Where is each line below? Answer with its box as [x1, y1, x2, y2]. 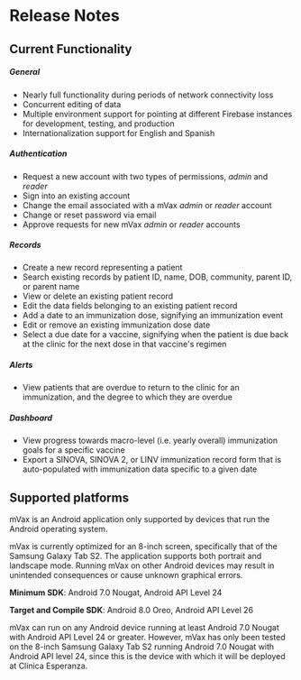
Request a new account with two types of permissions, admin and [22, 170, 269, 181]
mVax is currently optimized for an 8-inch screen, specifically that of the [9, 541, 278, 552]
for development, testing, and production [22, 118, 175, 129]
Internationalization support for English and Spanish [22, 127, 215, 138]
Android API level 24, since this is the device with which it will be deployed [9, 651, 286, 662]
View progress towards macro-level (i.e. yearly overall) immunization [22, 435, 278, 446]
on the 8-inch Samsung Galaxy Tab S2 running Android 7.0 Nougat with [9, 641, 275, 652]
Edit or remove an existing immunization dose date [22, 319, 211, 330]
